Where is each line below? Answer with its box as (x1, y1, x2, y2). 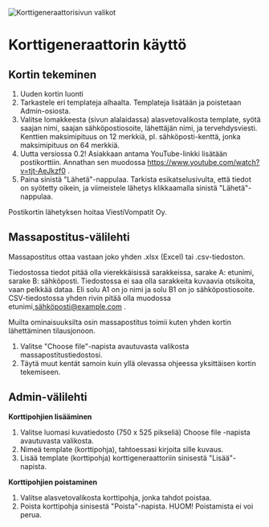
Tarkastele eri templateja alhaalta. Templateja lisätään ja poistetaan (19, 97, 242, 107)
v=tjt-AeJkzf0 (19, 166, 66, 175)
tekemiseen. (19, 367, 61, 377)
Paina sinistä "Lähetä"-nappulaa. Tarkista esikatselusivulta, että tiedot (19, 175, 251, 184)
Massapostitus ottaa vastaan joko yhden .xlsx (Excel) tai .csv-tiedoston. (8, 252, 246, 261)
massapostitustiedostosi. (19, 350, 103, 360)
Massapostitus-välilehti (8, 230, 130, 245)
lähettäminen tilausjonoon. (8, 326, 96, 336)
